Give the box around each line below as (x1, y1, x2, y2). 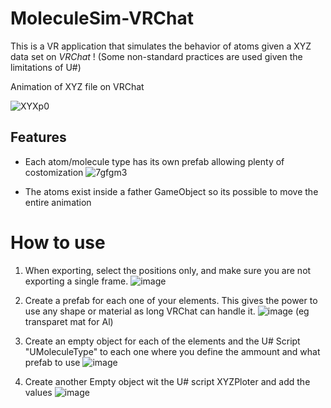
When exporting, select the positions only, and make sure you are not (24, 264, 312, 276)
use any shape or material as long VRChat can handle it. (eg (24, 305, 310, 317)
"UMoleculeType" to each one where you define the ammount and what (24, 345, 321, 357)
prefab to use (24, 356, 81, 368)
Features (10, 129, 67, 146)
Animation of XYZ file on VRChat (10, 80, 145, 92)
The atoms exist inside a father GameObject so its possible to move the (24, 185, 319, 197)
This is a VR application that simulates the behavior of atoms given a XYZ (10, 40, 312, 52)
